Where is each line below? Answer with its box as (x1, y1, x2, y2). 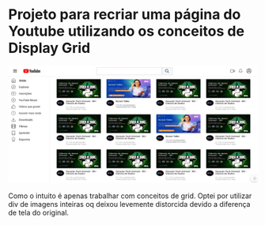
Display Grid (8, 39, 91, 57)
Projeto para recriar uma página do (8, 6, 241, 24)
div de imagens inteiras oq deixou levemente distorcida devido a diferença (8, 200, 251, 209)
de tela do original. (8, 208, 70, 218)
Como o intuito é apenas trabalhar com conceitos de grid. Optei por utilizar (8, 191, 252, 201)
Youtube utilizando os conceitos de (8, 22, 245, 40)
